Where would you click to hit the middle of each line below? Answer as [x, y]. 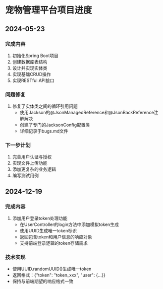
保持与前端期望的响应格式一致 [43, 282]
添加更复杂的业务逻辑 [34, 169]
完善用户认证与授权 [32, 157]
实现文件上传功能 [30, 163]
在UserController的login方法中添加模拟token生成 [69, 224]
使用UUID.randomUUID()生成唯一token [52, 269]
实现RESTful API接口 [33, 80]
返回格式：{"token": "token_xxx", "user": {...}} [59, 275]
